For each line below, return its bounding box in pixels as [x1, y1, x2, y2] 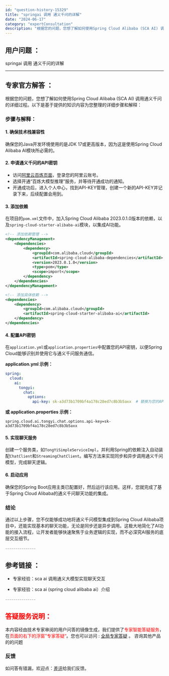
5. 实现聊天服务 [5, 434, 37, 440]
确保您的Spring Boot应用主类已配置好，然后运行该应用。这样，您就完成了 [5, 484, 157, 490]
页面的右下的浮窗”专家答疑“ [10, 633, 67, 639]
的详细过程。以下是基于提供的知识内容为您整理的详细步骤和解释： [5, 102, 142, 108]
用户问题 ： [5, 46, 40, 54]
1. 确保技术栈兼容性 [5, 129, 45, 135]
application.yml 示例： [5, 361, 53, 367]
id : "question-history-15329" [5, 7, 69, 13]
